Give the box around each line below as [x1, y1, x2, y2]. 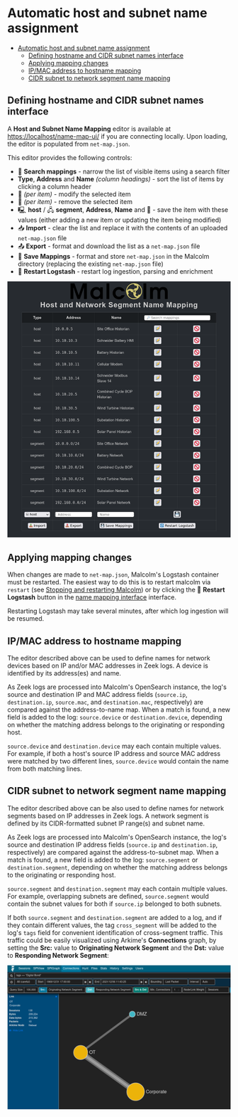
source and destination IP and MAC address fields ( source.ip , [7, 690, 188, 699]
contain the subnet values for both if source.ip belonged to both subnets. [7, 899, 222, 908]
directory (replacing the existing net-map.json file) [17, 260, 164, 268]
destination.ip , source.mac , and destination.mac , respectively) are [7, 698, 204, 707]
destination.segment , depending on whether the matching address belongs [7, 862, 228, 872]
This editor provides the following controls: [7, 153, 132, 161]
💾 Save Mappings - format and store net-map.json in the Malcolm [17, 252, 210, 260]
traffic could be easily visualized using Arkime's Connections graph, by [7, 936, 217, 944]
